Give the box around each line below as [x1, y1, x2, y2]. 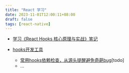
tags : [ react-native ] [5, 21, 51, 27]
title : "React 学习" [5, 7, 47, 13]
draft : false [5, 17, 33, 22]
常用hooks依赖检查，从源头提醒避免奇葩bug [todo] [20, 57, 124, 63]
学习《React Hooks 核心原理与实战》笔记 [12, 36, 98, 42]
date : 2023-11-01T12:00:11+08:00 [5, 12, 76, 17]
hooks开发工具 [12, 46, 43, 53]
